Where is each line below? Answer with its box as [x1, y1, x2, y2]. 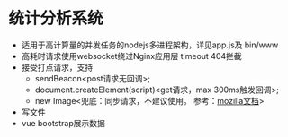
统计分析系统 [8, 8, 104, 29]
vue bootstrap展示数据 [21, 117, 105, 128]
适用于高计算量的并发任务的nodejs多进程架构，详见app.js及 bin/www [21, 39, 279, 50]
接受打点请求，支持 [21, 62, 94, 73]
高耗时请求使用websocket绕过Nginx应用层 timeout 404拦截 [21, 50, 242, 61]
